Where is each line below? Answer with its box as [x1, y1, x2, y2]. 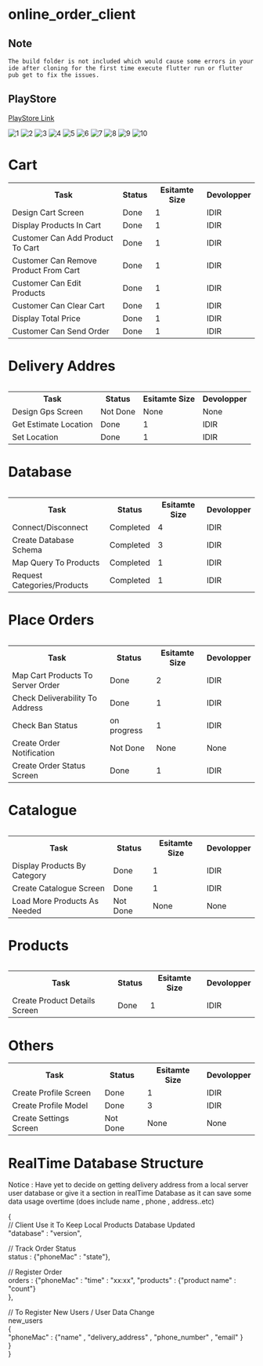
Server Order [12, 679, 60, 690]
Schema [12, 544, 43, 555]
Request [12, 570, 43, 581]
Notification [12, 747, 55, 758]
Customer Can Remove [12, 255, 98, 266]
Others [8, 1036, 55, 1055]
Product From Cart [12, 264, 81, 275]
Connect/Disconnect [12, 522, 88, 533]
